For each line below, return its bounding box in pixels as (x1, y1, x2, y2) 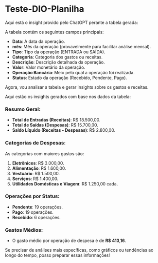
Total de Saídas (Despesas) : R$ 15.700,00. (12, 122, 98, 128)
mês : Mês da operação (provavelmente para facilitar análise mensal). (12, 43, 151, 49)
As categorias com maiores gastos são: (5, 150, 84, 157)
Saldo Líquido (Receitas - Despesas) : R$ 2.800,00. (12, 127, 116, 133)
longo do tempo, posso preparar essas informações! (5, 252, 110, 258)
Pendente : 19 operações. (12, 204, 63, 210)
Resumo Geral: (5, 106, 41, 113)
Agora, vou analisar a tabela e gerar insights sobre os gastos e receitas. (5, 84, 149, 90)
